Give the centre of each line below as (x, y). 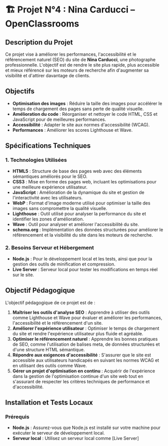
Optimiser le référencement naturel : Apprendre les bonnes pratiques (85, 339)
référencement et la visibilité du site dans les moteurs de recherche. (82, 235)
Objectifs (20, 91)
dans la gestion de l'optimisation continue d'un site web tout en (78, 376)
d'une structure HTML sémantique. (49, 349)
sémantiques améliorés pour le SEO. (50, 176)
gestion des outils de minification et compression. (64, 264)
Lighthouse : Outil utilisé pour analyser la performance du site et (79, 213)
